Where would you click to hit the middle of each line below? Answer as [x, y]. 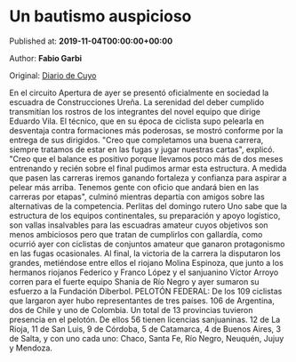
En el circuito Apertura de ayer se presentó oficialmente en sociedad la [139, 93]
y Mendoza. [31, 348]
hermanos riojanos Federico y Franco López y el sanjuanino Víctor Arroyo [144, 272]
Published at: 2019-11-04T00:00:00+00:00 [91, 41]
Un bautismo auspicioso [100, 16]
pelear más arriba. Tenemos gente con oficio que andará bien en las [134, 187]
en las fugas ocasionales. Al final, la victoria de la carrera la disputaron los [145, 253]
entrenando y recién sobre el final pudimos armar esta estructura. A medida [148, 168]
